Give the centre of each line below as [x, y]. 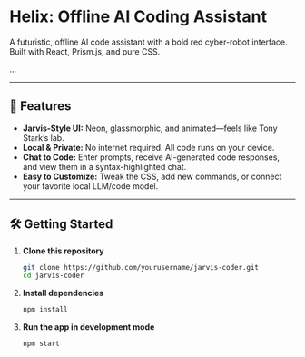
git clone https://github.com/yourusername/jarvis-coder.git [141, 267]
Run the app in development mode [89, 327]
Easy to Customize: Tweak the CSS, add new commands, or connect [152, 176]
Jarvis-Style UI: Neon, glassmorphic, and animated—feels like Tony [150, 128]
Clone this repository [63, 251]
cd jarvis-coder [53, 276]
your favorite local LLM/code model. [90, 186]
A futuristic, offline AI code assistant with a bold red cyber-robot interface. [148, 42]
